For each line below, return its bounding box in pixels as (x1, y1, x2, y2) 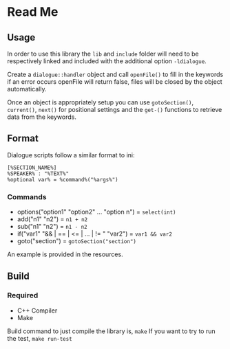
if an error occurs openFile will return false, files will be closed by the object (7, 78, 222, 86)
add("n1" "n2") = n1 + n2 (17, 215, 88, 223)
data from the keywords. (7, 113, 77, 121)
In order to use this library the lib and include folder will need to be (7, 49, 200, 58)
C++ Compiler (17, 306, 58, 315)
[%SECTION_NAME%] (7, 164, 57, 171)
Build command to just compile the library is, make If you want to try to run (7, 327, 216, 335)
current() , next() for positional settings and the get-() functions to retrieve (7, 106, 222, 113)
